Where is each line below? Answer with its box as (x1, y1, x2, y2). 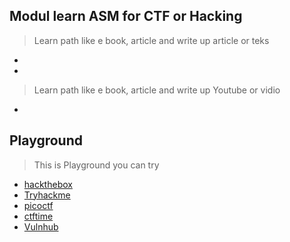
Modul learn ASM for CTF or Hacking (9, 8, 243, 25)
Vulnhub (23, 220, 59, 233)
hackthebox (23, 178, 73, 190)
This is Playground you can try (33, 159, 160, 171)
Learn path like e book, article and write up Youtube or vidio (33, 84, 281, 96)
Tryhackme (23, 189, 71, 201)
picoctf (23, 199, 54, 211)
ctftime (23, 210, 54, 222)
